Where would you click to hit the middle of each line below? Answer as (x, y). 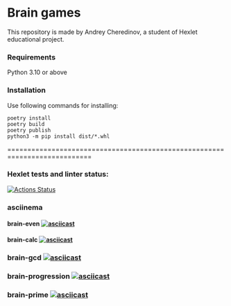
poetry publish (29, 130)
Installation (27, 90)
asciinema (25, 207)
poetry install (29, 118)
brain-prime (28, 294)
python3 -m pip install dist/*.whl (59, 136)
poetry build (26, 124)
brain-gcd (24, 258)
